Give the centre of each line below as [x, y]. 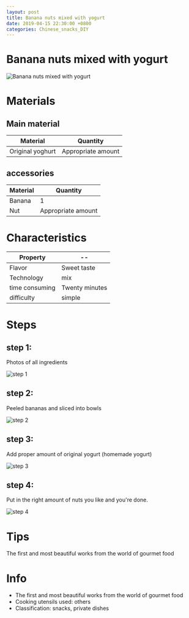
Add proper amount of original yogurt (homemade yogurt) [79, 454]
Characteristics [46, 238]
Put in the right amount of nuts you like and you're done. [77, 500]
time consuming [32, 288]
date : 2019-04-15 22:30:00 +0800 [49, 23]
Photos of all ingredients [37, 362]
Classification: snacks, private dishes [62, 608]
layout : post [23, 12]
